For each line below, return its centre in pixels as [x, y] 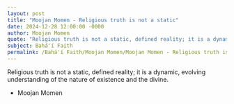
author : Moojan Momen [39, 33]
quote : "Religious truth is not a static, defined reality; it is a [109, 40]
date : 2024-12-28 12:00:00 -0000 [56, 26]
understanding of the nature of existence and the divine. [88, 79]
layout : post [26, 14]
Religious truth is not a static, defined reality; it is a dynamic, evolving [107, 72]
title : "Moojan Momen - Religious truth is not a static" [93, 20]
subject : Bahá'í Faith [40, 46]
